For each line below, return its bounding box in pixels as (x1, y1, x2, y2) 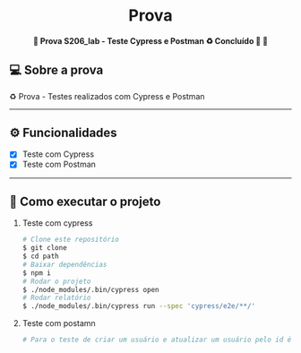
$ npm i (21, 268, 51, 278)
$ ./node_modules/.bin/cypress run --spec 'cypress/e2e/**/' (21, 302, 256, 311)
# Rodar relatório (21, 293, 91, 303)
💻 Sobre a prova (9, 63, 104, 78)
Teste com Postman (21, 159, 97, 170)
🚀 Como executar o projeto (9, 194, 161, 209)
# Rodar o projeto (21, 277, 91, 286)
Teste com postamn (21, 318, 96, 329)
